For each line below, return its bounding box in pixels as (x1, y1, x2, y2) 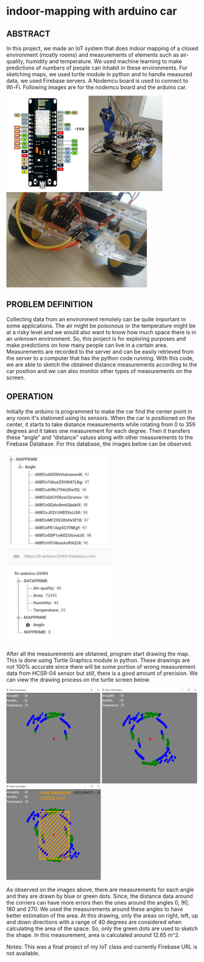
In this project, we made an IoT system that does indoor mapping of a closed (6, 45, 199, 52)
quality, (6, 58, 25, 65)
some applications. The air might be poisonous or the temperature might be (6, 322, 196, 329)
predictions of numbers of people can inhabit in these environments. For (6, 64, 188, 71)
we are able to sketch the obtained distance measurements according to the (6, 361, 198, 368)
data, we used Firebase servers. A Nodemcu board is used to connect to (6, 77, 189, 84)
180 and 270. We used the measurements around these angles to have (6, 905, 183, 913)
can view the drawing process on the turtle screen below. (6, 675, 150, 683)
